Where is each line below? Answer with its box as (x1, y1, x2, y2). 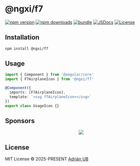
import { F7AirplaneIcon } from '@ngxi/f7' (5, 77, 94, 82)
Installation (5, 33, 40, 41)
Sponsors (5, 117, 35, 125)
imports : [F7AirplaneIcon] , (9, 90, 66, 95)
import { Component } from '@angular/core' (5, 72, 94, 77)
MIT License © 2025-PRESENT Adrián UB (5, 156, 88, 162)
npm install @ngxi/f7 (5, 46, 49, 51)
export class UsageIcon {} (5, 103, 59, 108)
